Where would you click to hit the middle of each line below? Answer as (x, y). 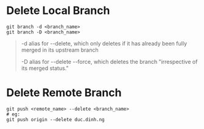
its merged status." (45, 68)
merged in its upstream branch (60, 50)
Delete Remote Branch (64, 93)
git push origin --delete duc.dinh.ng (55, 119)
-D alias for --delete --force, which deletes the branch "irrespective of (109, 61)
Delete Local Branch (58, 11)
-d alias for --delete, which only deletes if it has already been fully (104, 43)
